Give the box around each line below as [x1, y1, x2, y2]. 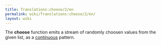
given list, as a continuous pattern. [5, 34, 75, 40]
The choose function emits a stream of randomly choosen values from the [5, 30, 156, 35]
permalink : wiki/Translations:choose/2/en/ [5, 12, 96, 16]
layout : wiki [5, 16, 32, 21]
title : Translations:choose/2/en [5, 7, 74, 12]
